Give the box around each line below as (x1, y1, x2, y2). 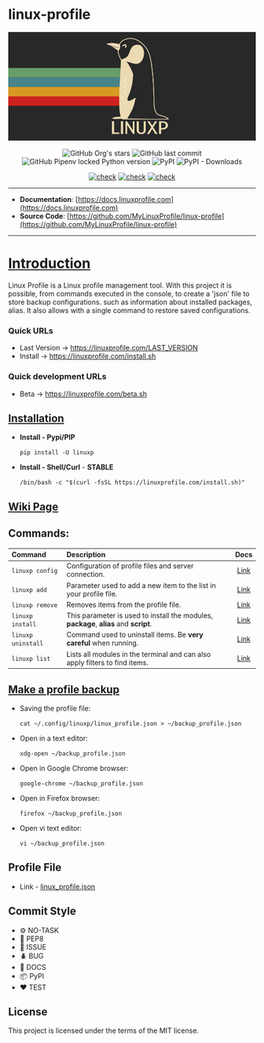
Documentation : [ (19, 195, 79, 204)
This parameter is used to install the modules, (66, 611, 214, 620)
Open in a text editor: (19, 733, 88, 743)
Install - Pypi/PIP (19, 432, 76, 442)
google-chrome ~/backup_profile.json (19, 780, 144, 788)
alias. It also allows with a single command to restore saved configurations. (8, 306, 251, 315)
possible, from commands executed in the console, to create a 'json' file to (8, 289, 250, 299)
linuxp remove (11, 601, 58, 609)
